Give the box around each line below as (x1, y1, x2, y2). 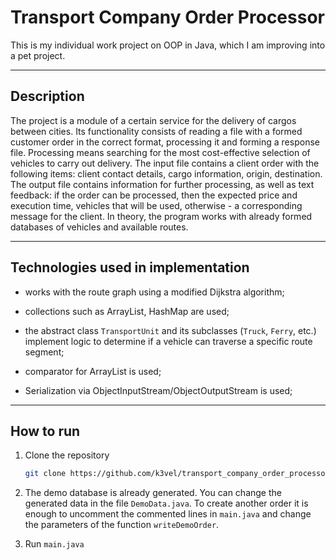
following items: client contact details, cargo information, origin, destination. (10, 167, 323, 180)
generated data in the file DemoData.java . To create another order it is (24, 497, 309, 510)
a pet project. (10, 49, 66, 61)
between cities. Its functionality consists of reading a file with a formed (10, 125, 303, 137)
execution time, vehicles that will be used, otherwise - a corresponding (10, 199, 303, 211)
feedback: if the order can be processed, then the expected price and (10, 189, 298, 201)
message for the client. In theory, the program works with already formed (10, 210, 313, 222)
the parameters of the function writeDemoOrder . (24, 519, 220, 531)
